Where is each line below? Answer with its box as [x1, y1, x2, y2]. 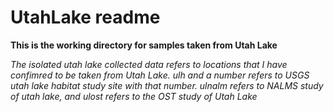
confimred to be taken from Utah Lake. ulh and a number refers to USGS [10, 69, 310, 81]
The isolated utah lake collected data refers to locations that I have [10, 58, 288, 70]
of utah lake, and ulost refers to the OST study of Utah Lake [10, 90, 258, 102]
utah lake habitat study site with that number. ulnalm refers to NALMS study [10, 79, 324, 91]
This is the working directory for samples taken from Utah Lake [10, 39, 278, 51]
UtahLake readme [10, 6, 161, 29]
